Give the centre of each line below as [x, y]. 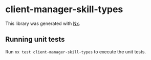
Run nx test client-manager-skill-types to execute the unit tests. [76, 51]
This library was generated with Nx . [43, 23]
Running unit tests [35, 39]
